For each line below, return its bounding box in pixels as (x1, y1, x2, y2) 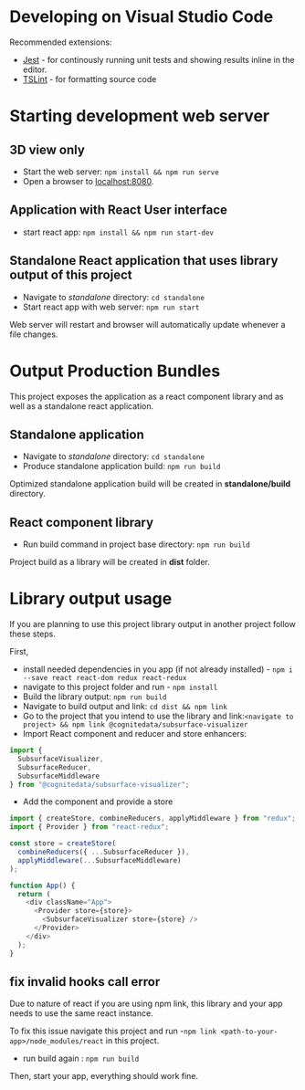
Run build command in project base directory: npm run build (22, 539, 251, 550)
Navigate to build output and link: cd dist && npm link (22, 701, 228, 712)
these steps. (9, 628, 57, 640)
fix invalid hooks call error (9, 974, 161, 990)
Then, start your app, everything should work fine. (9, 1071, 199, 1082)
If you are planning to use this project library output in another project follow (9, 619, 297, 630)
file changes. (9, 329, 58, 340)
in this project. (105, 1035, 160, 1046)
